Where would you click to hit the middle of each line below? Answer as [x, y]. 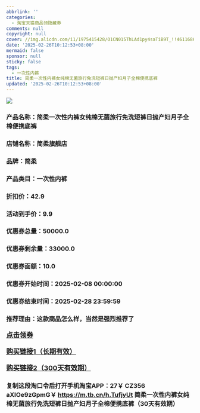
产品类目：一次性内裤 [37, 179]
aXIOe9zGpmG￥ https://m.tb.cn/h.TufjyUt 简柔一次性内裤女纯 [98, 394]
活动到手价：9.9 [29, 214]
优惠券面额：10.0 [31, 267]
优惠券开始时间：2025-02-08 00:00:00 [65, 284]
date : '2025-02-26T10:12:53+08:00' [50, 45]
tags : [13, 67]
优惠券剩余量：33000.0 [41, 249]
